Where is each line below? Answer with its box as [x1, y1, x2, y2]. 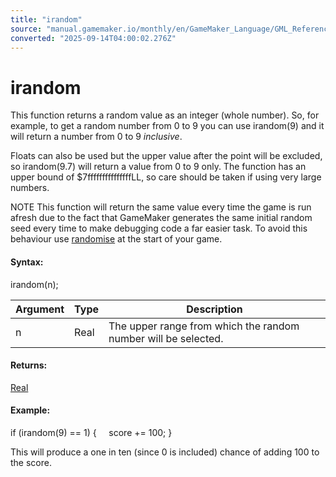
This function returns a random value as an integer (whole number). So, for [10, 109, 320, 121]
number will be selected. [108, 331, 224, 345]
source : [10, 24, 43, 34]
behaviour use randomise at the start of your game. [10, 233, 223, 245]
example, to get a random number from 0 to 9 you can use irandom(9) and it [10, 120, 325, 132]
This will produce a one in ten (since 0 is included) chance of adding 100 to [10, 446, 320, 458]
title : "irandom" [10, 14, 83, 25]
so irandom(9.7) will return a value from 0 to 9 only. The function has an [10, 161, 307, 173]
